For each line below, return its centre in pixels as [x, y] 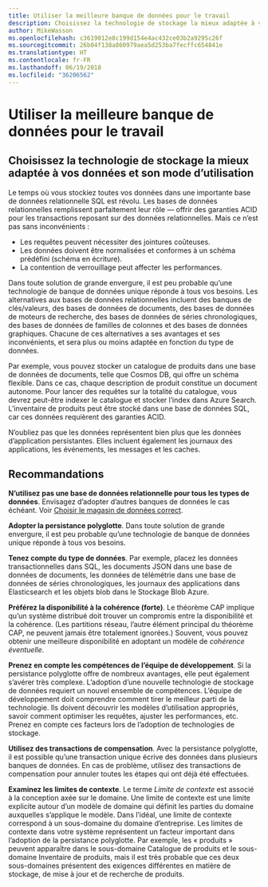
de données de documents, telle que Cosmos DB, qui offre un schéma [124, 374]
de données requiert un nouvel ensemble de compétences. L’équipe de [125, 691]
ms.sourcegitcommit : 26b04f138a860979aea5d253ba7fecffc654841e [116, 45]
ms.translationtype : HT [48, 53]
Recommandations [56, 474]
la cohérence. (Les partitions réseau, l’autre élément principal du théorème [131, 625]
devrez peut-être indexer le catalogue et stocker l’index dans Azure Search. [132, 400]
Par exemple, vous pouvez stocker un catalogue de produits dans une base [132, 366]
